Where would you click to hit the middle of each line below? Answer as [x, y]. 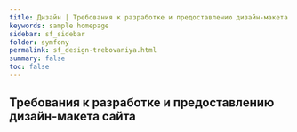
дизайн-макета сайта [72, 116]
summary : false [37, 58]
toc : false [29, 67]
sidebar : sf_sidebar [48, 34]
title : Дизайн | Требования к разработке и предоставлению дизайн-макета [149, 17]
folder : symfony [39, 42]
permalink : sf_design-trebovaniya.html [83, 50]
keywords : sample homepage [59, 26]
